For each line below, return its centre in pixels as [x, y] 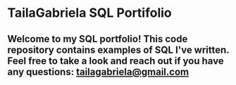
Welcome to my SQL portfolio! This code [98, 39]
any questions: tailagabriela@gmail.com [98, 72]
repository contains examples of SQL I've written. [118, 50]
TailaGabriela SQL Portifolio [89, 13]
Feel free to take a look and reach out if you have [116, 61]
